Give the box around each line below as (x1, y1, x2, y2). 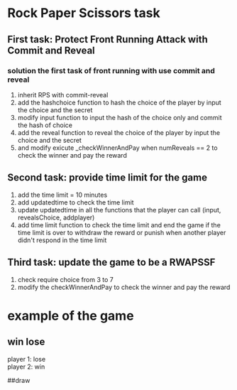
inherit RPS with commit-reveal (17, 90, 109, 99)
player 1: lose (7, 354, 46, 363)
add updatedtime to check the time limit (17, 197, 134, 207)
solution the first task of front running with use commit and (7, 65, 215, 75)
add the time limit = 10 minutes (17, 190, 108, 199)
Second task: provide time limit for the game (7, 172, 208, 184)
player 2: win (7, 362, 45, 371)
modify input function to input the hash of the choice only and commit (17, 113, 222, 121)
